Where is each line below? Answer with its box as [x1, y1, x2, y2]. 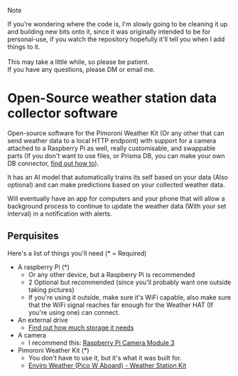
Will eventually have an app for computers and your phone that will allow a [7, 194, 225, 202]
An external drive [17, 315, 69, 324]
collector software [7, 105, 119, 122]
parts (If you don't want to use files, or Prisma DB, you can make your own [7, 151, 225, 160]
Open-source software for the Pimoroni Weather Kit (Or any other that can [7, 128, 225, 137]
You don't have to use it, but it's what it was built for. [28, 353, 183, 362]
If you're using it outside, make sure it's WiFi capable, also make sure [28, 293, 232, 301]
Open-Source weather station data [7, 90, 217, 106]
